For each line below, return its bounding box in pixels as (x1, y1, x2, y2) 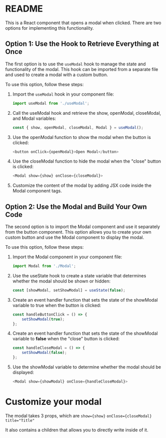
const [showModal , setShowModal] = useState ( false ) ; (12, 287, 126, 293)
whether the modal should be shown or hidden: (12, 278, 111, 284)
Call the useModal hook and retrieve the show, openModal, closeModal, (12, 110, 161, 116)
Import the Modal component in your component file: (12, 254, 122, 260)
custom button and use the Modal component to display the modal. (5, 235, 144, 241)
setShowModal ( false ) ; (22, 350, 67, 355)
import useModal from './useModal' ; (12, 101, 90, 106)
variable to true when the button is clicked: (12, 302, 102, 308)
